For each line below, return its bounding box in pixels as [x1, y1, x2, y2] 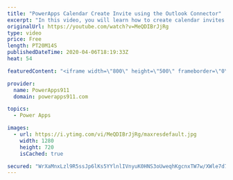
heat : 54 [7, 55, 33, 62]
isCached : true [19, 150, 64, 157]
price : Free [7, 36, 42, 43]
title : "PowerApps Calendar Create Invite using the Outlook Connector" [7, 10, 222, 17]
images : [7, 125, 30, 132]
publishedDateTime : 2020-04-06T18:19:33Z [7, 49, 129, 56]
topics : [7, 105, 30, 113]
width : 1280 [19, 137, 54, 144]
